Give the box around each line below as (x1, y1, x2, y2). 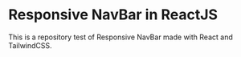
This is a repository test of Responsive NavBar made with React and (8, 32, 233, 42)
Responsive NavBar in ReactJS (8, 6, 219, 24)
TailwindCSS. (8, 40, 52, 50)
